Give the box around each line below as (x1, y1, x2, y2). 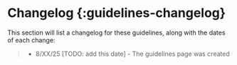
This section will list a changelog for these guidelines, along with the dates (7, 28, 226, 37)
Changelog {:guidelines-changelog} (7, 5, 226, 21)
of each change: (7, 35, 56, 44)
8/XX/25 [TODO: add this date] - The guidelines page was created (35, 49, 230, 58)
